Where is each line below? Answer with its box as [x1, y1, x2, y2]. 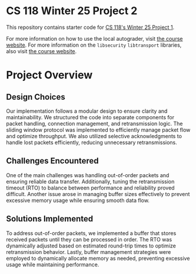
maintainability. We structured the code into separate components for [6, 113, 175, 120]
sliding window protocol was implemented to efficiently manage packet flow [6, 126, 191, 133]
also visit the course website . [6, 47, 77, 54]
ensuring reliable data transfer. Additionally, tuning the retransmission [6, 178, 175, 185]
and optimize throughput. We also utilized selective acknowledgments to [6, 132, 182, 139]
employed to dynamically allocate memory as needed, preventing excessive [6, 255, 190, 262]
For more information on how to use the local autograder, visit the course [6, 35, 183, 42]
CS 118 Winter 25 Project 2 [6, 4, 138, 18]
